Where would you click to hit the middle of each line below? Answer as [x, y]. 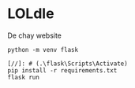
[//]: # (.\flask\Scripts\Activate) [67, 64]
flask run [24, 77]
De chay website [35, 35]
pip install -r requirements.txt [62, 70]
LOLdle [31, 14]
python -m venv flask [43, 49]
